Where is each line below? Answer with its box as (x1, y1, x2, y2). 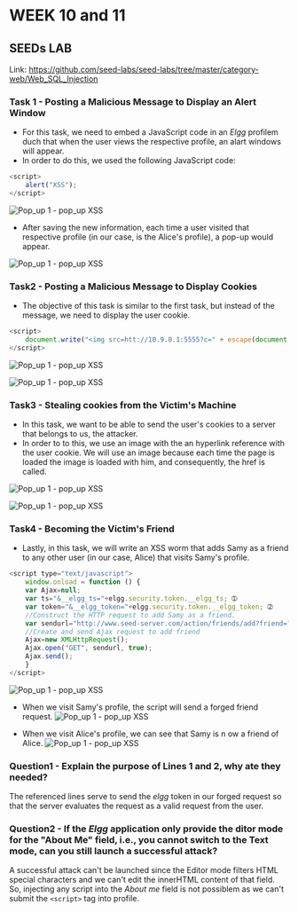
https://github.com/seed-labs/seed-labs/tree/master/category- (28, 64, 259, 75)
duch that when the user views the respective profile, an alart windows (21, 137, 282, 147)
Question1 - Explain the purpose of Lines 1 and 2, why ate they (9, 759, 281, 772)
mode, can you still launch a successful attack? (9, 845, 218, 857)
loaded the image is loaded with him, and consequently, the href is (21, 457, 266, 468)
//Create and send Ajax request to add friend (25, 627, 200, 636)
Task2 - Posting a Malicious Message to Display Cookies (9, 280, 257, 293)
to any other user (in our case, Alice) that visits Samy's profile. (21, 552, 250, 563)
